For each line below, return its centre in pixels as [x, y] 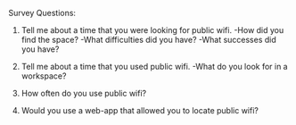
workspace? [44, 76]
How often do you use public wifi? [84, 93]
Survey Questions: [42, 13]
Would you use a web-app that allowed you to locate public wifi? [140, 110]
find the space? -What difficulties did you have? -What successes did [149, 40]
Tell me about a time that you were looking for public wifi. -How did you [152, 30]
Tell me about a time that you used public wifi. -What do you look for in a [154, 67]
